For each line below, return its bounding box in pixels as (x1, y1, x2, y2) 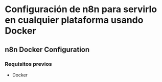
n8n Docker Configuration (5, 45, 90, 54)
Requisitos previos (5, 60, 52, 67)
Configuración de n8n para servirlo (5, 4, 157, 15)
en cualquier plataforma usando (5, 14, 144, 26)
